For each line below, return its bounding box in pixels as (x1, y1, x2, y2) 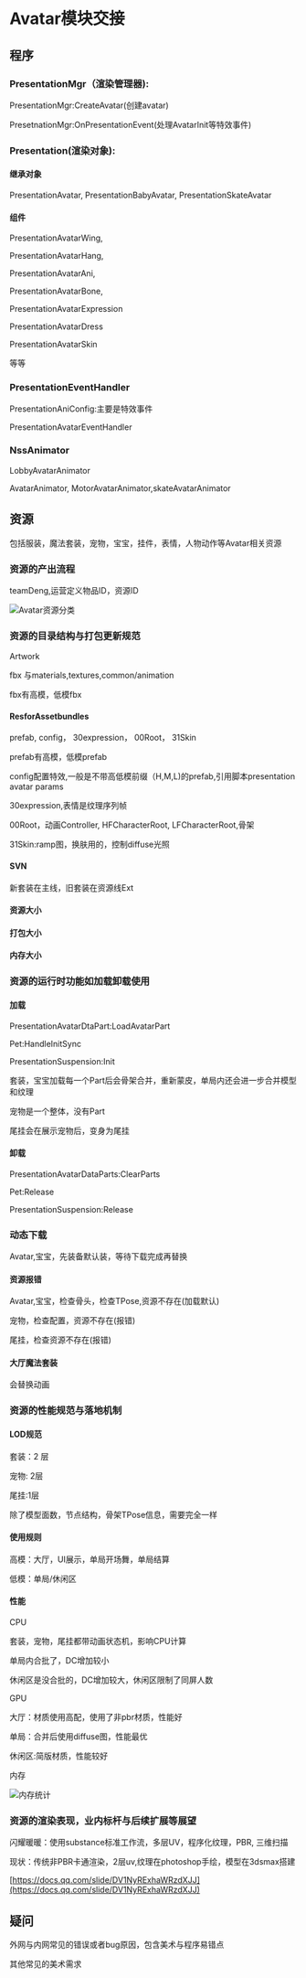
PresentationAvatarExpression (9, 304, 123, 315)
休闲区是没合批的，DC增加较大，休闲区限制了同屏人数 (9, 1674, 214, 1685)
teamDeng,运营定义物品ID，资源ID (9, 584, 139, 595)
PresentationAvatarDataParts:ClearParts (9, 1168, 161, 1180)
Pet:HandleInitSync (9, 1038, 82, 1049)
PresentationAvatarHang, (9, 251, 104, 262)
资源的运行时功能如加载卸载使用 (9, 975, 151, 988)
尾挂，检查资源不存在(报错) (9, 1334, 112, 1345)
